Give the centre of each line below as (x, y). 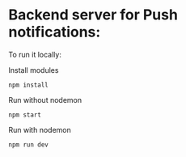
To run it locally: (35, 54)
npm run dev (28, 144)
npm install (28, 85)
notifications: (55, 32)
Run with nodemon (40, 129)
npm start (25, 115)
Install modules (34, 70)
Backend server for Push (93, 15)
